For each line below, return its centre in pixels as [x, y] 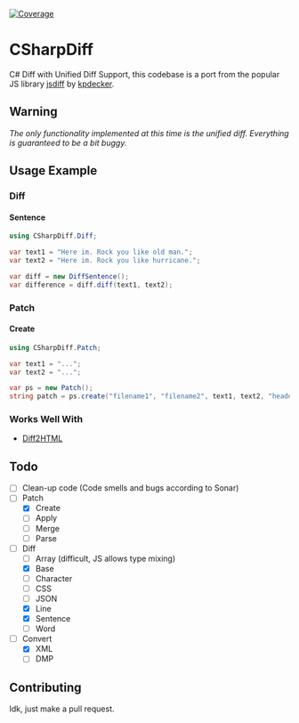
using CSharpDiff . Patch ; [55, 347]
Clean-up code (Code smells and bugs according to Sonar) [130, 488]
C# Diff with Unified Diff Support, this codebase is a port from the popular [145, 74]
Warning [33, 112]
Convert [37, 639]
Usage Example [53, 171]
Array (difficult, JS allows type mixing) [105, 558]
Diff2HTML [42, 439]
